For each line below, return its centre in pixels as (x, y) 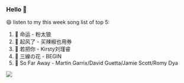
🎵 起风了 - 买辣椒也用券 (43, 42)
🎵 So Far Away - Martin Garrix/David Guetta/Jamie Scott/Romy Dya (96, 63)
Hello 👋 (17, 9)
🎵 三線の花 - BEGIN (38, 57)
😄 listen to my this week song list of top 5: (58, 22)
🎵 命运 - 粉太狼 (33, 34)
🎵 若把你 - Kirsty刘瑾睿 (43, 49)
